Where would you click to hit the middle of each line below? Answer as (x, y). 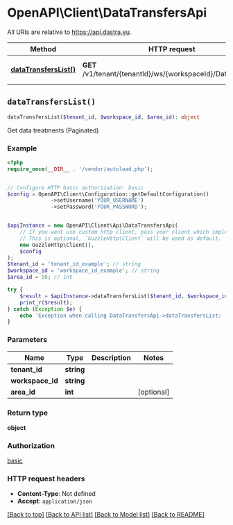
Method (43, 49)
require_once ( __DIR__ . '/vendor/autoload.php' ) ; (80, 169)
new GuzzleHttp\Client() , (57, 245)
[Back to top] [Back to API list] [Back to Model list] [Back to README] (106, 515)
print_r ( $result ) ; (46, 302)
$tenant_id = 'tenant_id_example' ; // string (74, 264)
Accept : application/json (54, 501)
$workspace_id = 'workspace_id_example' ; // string (83, 271)
